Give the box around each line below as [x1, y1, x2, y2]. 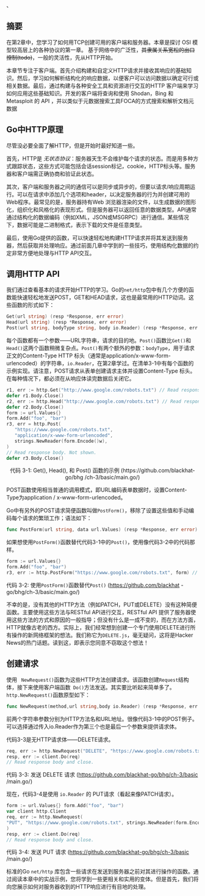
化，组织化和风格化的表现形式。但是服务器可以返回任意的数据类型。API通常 [6, 206, 197, 213]
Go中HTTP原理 [6, 124, 63, 135]
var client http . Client [6, 808, 67, 815]
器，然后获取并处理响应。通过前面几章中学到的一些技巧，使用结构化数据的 [6, 242, 193, 249]
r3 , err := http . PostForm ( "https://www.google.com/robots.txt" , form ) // [6, 570, 198, 576]
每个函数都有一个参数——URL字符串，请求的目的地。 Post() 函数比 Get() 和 [6, 337, 192, 344]
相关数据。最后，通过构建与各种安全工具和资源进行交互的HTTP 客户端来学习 [6, 82, 199, 89]
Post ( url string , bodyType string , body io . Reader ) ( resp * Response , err [6, 325, 198, 331]
